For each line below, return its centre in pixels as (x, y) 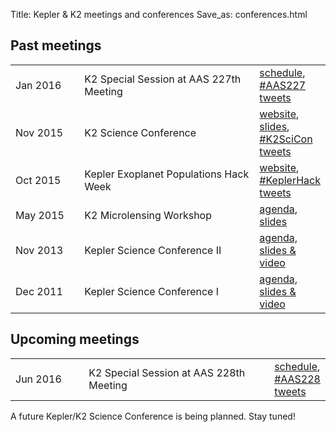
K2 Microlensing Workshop (148, 215)
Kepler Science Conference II (153, 250)
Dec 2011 (39, 291)
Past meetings (56, 45)
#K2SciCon (286, 139)
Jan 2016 (38, 85)
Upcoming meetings (75, 339)
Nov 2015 (39, 132)
